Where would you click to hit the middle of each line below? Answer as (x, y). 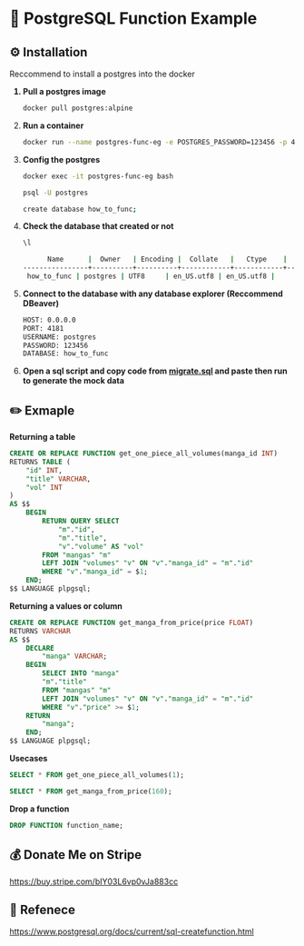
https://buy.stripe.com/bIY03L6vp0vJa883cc (94, 881)
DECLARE (40, 648)
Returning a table (43, 437)
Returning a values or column (66, 606)
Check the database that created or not (98, 226)
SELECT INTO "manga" (81, 673)
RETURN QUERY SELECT (81, 522)
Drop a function (39, 809)
